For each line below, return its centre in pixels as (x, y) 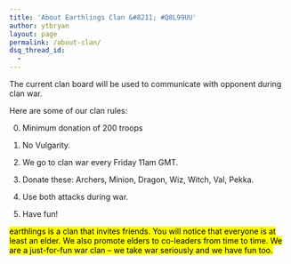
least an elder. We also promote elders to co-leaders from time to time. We (146, 240)
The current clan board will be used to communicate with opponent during (145, 84)
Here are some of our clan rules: (69, 111)
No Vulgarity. (46, 145)
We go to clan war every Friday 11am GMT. (100, 162)
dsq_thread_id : (37, 51)
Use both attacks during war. (75, 197)
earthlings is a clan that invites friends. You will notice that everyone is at (142, 231)
